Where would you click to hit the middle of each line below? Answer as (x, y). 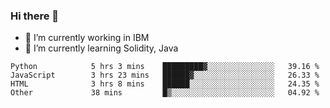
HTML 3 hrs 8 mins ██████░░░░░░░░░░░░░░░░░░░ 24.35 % (165, 84)
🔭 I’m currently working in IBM (87, 38)
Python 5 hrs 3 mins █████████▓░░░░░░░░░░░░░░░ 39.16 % (165, 67)
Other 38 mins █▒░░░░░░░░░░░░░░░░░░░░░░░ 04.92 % (165, 93)
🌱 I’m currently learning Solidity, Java (101, 48)
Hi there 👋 (35, 16)
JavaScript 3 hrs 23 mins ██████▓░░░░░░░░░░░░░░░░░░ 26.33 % (165, 75)
